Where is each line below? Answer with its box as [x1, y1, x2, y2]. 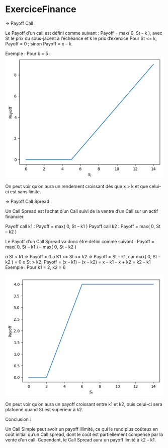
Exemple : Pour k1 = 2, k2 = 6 [5, 264, 66, 270]
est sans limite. [10, 188, 41, 195]
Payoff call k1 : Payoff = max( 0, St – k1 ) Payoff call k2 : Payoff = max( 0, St [5, 223, 161, 229]
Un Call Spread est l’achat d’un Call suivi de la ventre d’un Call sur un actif [5, 208, 158, 214]
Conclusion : [5, 416, 31, 422]
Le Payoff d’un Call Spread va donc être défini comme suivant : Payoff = [5, 238, 155, 244]
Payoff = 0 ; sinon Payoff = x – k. [5, 40, 73, 46]
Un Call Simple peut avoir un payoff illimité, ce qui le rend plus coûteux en [5, 426, 158, 432]
